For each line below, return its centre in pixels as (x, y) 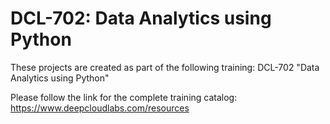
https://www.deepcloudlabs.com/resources (100, 108)
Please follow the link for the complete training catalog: (124, 97)
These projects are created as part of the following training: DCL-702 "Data (165, 67)
